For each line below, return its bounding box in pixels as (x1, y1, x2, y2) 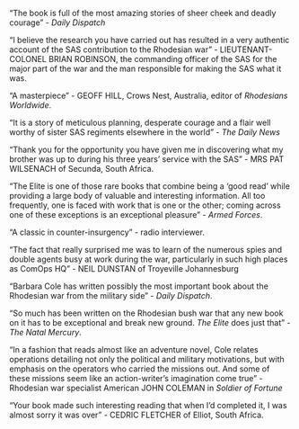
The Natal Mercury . (9, 327, 83, 337)
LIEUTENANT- (219, 44, 273, 55)
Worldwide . (9, 100, 52, 111)
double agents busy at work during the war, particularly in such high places (9, 254, 288, 264)
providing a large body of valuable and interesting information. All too (9, 191, 266, 201)
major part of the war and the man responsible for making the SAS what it (9, 63, 282, 74)
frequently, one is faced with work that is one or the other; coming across (9, 200, 281, 210)
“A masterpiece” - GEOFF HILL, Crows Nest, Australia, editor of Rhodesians (9, 90, 289, 101)
